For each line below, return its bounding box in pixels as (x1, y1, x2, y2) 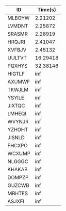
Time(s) (37, 6, 56, 13)
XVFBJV (7, 47, 27, 53)
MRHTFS (7, 190, 28, 197)
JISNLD (7, 134, 25, 141)
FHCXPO (7, 142, 28, 149)
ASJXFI (7, 198, 25, 205)
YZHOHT (7, 126, 28, 133)
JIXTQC (7, 103, 25, 109)
